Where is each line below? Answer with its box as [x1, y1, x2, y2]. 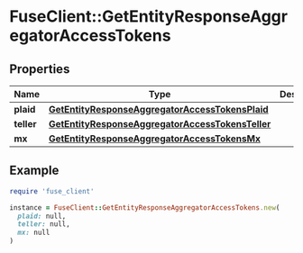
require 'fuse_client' [9, 186, 95, 195]
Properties [9, 61, 70, 77]
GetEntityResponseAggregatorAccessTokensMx [48, 132, 262, 145]
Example [9, 163, 60, 178]
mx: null [17, 228, 50, 238]
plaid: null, [17, 212, 67, 221]
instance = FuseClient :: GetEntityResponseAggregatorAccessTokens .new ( [9, 203, 280, 212]
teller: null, [17, 220, 70, 229]
